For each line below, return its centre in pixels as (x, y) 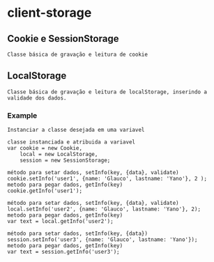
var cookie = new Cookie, (45, 148)
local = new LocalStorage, (59, 155)
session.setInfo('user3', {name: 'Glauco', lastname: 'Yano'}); (102, 240)
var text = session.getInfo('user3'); (63, 252)
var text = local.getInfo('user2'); (60, 222)
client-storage (49, 13)
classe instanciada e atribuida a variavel (71, 142)
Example (22, 115)
